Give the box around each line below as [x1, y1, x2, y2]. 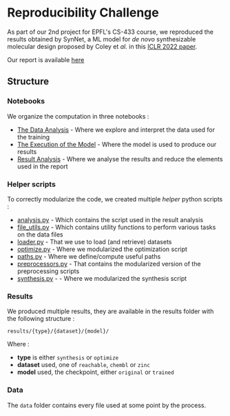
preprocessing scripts [17, 267, 80, 275]
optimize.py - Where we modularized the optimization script [17, 245, 188, 253]
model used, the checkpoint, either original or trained [17, 368, 174, 377]
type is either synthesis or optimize [17, 353, 119, 361]
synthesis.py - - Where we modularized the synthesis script [17, 274, 187, 282]
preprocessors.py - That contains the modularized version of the [17, 259, 201, 268]
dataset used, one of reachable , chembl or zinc [17, 361, 150, 369]
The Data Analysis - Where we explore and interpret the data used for [17, 126, 216, 134]
